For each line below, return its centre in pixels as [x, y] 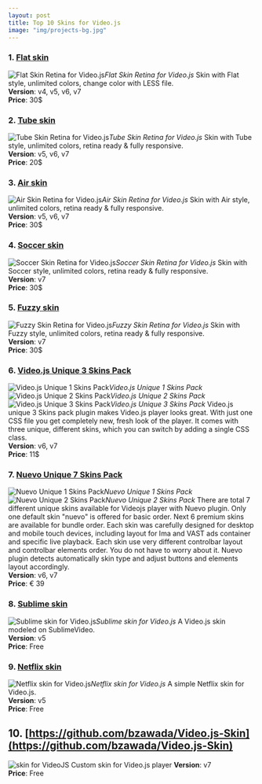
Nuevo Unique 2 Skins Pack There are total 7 [178, 500]
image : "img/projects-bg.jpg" [58, 30]
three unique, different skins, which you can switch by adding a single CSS [129, 429]
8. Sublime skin [38, 604]
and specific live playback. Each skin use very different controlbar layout [126, 542]
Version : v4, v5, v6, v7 [45, 91]
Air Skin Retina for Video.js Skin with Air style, [176, 200]
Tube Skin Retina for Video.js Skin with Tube [180, 137]
